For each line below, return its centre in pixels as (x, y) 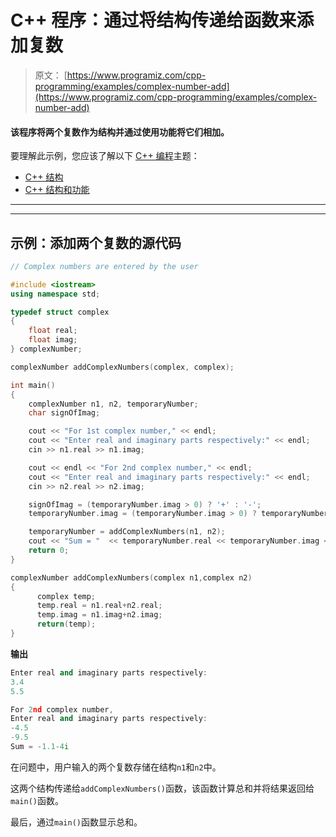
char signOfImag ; (64, 413)
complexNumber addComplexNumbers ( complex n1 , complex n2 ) (131, 577)
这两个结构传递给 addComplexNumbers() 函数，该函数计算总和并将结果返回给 (162, 788)
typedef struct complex (60, 312)
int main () (33, 385)
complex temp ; (66, 596)
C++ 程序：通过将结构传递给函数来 (153, 20)
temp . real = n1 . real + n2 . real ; (99, 606)
